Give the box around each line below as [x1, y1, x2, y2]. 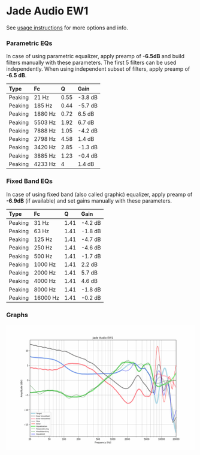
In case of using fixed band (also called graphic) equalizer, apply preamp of [6, 191, 193, 198]
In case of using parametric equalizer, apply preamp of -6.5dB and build [6, 53, 184, 60]
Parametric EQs [6, 39, 53, 47]
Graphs [6, 311, 28, 319]
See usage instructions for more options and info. [6, 24, 129, 31]
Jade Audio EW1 [6, 4, 89, 18]
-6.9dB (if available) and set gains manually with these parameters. [6, 197, 172, 204]
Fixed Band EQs [6, 177, 53, 185]
